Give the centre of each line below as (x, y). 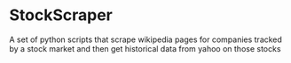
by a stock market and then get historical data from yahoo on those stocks (145, 48)
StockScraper (61, 15)
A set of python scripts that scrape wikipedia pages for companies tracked (145, 39)
